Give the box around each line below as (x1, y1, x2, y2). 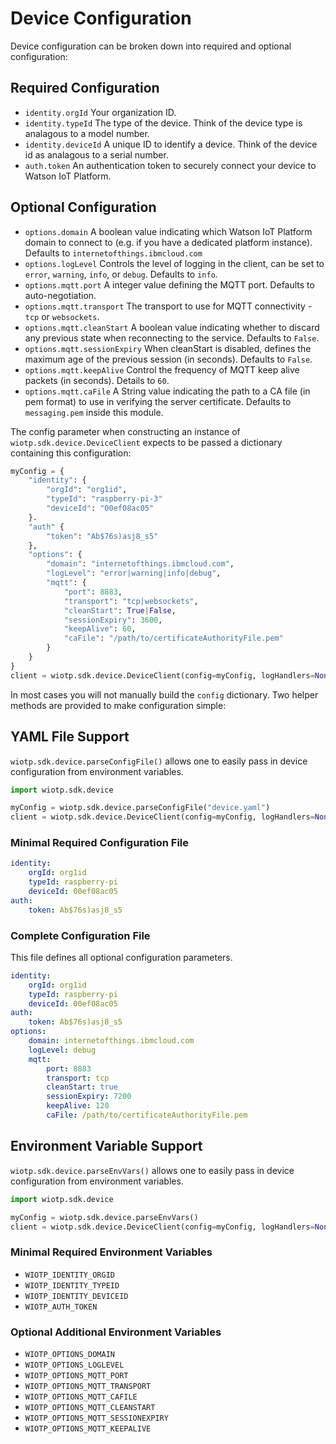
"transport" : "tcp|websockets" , (63, 596, 199, 606)
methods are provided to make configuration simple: (10, 699, 227, 711)
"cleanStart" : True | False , (63, 605, 177, 616)
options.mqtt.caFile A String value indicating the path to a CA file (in (24, 385, 311, 397)
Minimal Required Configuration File (10, 836, 190, 850)
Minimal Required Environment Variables (10, 1245, 213, 1259)
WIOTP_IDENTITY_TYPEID (24, 1280, 120, 1291)
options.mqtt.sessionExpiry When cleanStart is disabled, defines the (24, 342, 312, 354)
